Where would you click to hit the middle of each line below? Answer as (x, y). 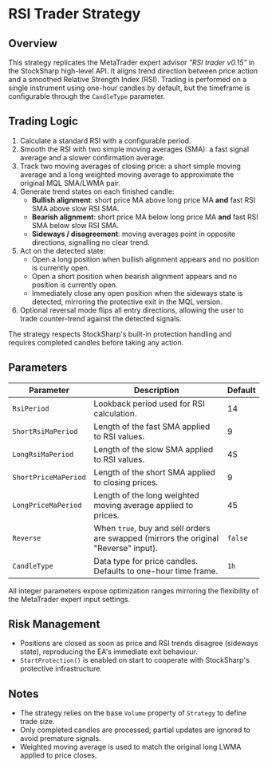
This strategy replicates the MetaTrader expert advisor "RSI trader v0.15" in (132, 62)
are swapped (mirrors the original (156, 538)
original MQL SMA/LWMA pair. (70, 183)
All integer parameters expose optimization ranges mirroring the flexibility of (134, 590)
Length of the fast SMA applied (152, 426)
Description (157, 390)
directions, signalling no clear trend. (91, 242)
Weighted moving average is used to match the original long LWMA (130, 747)
